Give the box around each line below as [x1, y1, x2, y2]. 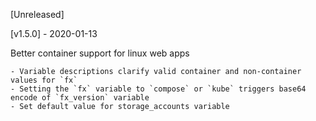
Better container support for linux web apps [10, 47, 190, 59]
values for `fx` [10, 75, 78, 85]
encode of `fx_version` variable [10, 93, 150, 103]
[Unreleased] [10, 9, 65, 20]
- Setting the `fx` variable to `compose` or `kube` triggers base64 [10, 84, 307, 94]
